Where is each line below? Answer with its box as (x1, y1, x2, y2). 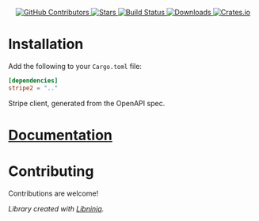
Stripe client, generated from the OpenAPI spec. (8, 98, 166, 108)
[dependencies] (8, 76, 59, 85)
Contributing (8, 162, 94, 181)
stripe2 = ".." (8, 84, 59, 92)
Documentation (8, 126, 113, 144)
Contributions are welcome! (8, 189, 99, 198)
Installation (8, 36, 84, 53)
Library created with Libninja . (8, 204, 105, 213)
